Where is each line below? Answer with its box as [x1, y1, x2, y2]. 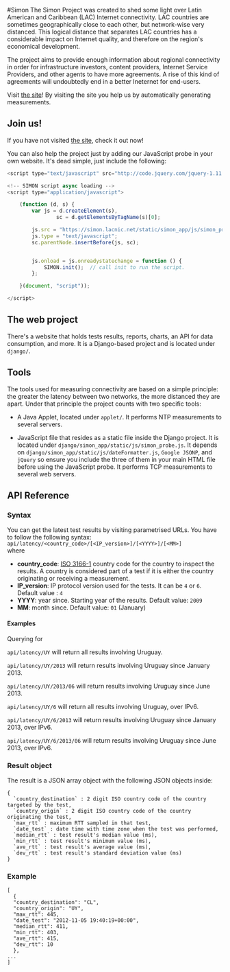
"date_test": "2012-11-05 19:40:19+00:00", [13, 917, 139, 924]
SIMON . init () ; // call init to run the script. [43, 264, 186, 270]
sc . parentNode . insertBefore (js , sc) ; [31, 239, 139, 246]
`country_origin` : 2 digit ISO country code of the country [13, 807, 192, 814]
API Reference [7, 490, 70, 502]
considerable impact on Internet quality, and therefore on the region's [7, 35, 203, 43]
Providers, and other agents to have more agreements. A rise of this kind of [7, 70, 220, 78]
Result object [7, 761, 53, 770]
